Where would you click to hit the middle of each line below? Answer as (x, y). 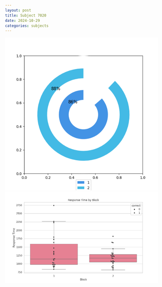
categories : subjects (27, 26)
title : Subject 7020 (26, 15)
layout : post (18, 10)
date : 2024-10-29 (23, 20)
